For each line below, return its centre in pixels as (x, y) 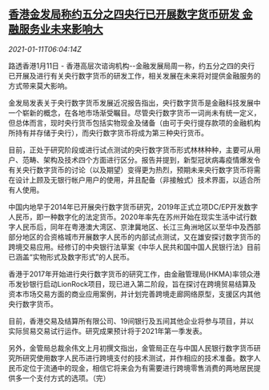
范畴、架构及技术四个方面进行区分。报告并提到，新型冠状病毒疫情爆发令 (141, 159)
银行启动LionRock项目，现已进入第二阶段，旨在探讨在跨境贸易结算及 (143, 283)
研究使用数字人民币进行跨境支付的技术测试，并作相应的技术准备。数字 (138, 358)
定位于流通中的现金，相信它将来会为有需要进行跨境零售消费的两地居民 (138, 368)
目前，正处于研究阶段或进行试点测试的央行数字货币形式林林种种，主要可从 (131, 150)
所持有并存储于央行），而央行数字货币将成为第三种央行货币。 (108, 133)
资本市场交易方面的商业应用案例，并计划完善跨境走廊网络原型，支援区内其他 (134, 294)
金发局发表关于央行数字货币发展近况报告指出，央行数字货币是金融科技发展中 (134, 103)
